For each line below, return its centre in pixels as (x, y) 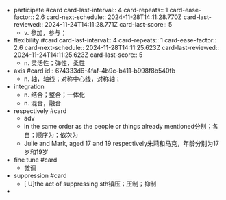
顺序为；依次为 (57, 135)
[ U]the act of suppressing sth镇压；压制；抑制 (90, 184)
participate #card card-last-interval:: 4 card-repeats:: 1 (91, 10)
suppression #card (40, 175)
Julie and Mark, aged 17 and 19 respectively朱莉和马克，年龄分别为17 (121, 143)
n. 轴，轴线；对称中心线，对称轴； (72, 79)
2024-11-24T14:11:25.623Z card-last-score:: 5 (78, 55)
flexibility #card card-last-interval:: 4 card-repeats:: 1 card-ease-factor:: (115, 40)
